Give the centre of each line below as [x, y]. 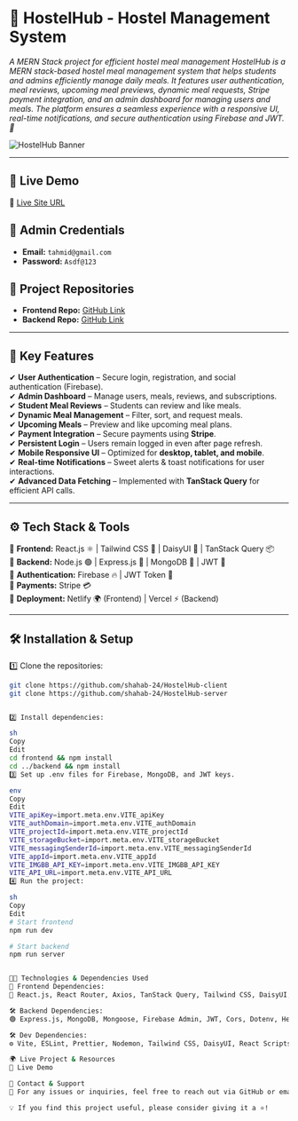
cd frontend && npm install [61, 758]
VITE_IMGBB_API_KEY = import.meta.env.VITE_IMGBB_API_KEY [114, 864]
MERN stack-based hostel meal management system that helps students [143, 71]
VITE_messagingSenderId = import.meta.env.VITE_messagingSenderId [130, 848]
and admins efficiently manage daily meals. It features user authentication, [147, 80]
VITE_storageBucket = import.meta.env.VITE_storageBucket [114, 840]
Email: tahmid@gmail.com [67, 251]
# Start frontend [41, 922]
